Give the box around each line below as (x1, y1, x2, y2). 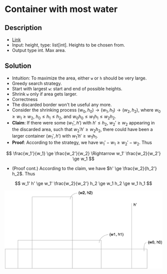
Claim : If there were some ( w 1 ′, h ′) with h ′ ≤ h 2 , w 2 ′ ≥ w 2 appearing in (11, 120, 155, 127)
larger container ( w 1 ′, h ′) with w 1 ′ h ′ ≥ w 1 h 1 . (11, 133, 98, 140)
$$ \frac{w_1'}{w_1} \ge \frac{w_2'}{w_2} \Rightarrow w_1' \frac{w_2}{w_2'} (6, 150, 161, 156)
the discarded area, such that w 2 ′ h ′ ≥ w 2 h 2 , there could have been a (11, 126, 153, 133)
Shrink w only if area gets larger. (11, 91, 78, 97)
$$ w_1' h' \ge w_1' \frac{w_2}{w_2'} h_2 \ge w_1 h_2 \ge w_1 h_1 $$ (14, 180, 152, 186)
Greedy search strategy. (11, 80, 62, 86)
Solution (4, 61, 31, 70)
